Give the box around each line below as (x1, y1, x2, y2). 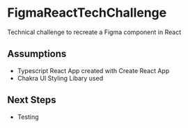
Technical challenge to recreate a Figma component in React (7, 28, 182, 36)
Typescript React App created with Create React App (17, 66, 170, 74)
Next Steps (7, 94, 56, 106)
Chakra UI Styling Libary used (17, 74, 103, 82)
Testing (17, 113, 40, 121)
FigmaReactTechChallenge (7, 5, 167, 21)
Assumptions (7, 48, 67, 60)
